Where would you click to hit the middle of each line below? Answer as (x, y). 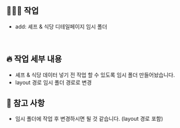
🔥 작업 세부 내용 (34, 59)
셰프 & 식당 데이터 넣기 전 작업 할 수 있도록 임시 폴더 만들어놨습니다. (95, 75)
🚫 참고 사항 (26, 104)
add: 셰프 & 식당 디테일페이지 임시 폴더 (61, 27)
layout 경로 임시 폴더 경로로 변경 (53, 82)
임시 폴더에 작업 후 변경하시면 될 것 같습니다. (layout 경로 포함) (89, 119)
